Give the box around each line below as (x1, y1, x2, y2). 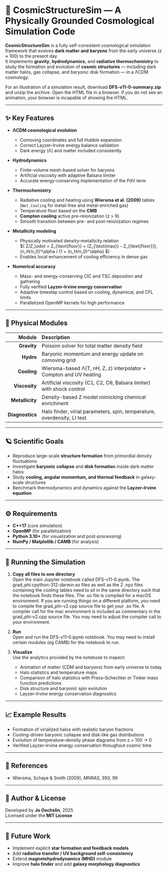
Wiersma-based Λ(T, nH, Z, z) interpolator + (41, 365, 146, 372)
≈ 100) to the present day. (5, 53, 58, 59)
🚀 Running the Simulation (5, 558, 85, 566)
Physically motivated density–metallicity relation (19, 237, 119, 243)
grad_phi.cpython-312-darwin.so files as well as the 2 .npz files (12, 582, 143, 588)
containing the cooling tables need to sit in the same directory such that (12, 587, 160, 593)
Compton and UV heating (41, 371, 101, 378)
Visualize (12, 649, 32, 655)
